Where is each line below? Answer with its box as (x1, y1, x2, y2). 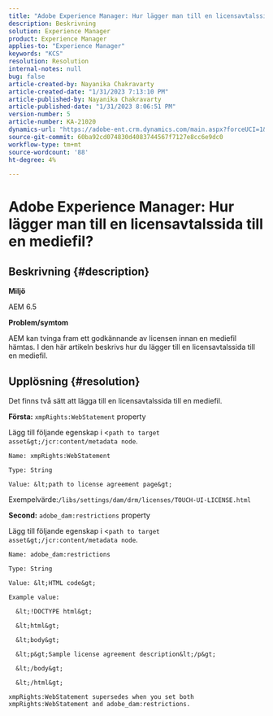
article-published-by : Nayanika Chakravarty (8, 95, 162, 103)
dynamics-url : (8, 125, 57, 133)
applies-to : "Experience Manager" (8, 42, 126, 50)
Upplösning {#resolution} (8, 374, 141, 388)
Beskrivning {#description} (8, 264, 150, 278)
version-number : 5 (8, 111, 71, 119)
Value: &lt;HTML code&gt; (8, 579, 96, 587)
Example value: (8, 593, 60, 602)
